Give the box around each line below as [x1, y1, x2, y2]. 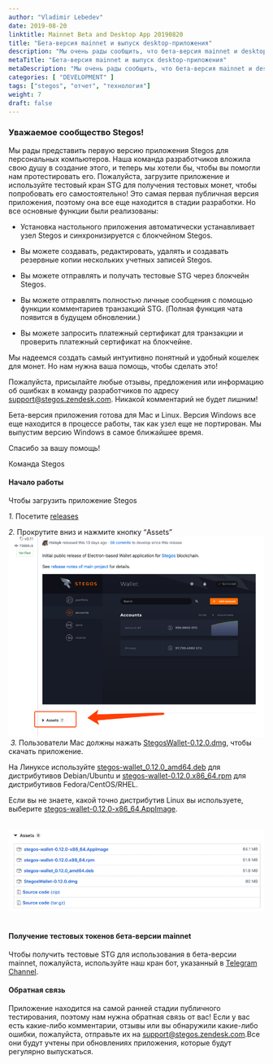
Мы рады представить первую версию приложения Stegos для [8, 145, 229, 155]
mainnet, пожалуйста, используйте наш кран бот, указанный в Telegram [8, 957, 258, 968]
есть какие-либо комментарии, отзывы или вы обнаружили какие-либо [8, 1020, 258, 1030]
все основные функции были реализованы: [8, 206, 159, 216]
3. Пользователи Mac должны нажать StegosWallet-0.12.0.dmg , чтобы [10, 738, 252, 747]
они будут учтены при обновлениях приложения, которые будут [8, 1038, 232, 1048]
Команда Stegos [8, 458, 65, 468]
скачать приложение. [8, 746, 84, 756]
